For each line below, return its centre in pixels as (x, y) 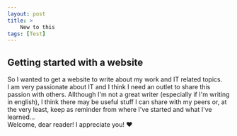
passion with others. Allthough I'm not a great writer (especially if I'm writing (118, 95)
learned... (21, 117)
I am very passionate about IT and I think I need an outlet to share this (109, 87)
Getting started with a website (75, 62)
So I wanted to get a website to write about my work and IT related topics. (115, 79)
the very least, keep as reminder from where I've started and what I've (110, 110)
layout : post (27, 14)
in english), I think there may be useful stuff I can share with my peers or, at (117, 102)
